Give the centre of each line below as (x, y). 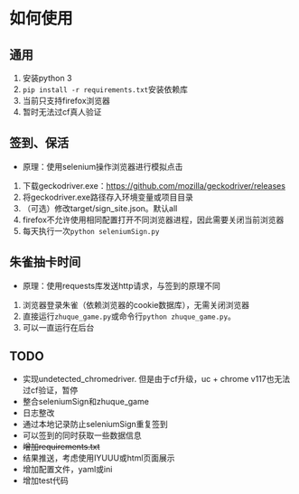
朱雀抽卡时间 (45, 262)
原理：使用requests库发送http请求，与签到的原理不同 (121, 285)
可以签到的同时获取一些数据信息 (82, 435)
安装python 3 (47, 78)
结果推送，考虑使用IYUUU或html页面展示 (98, 458)
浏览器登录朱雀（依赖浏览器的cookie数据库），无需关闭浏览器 (136, 304)
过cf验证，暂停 (50, 390)
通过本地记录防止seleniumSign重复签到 (95, 424)
